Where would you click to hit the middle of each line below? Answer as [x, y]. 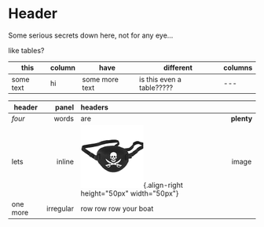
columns [238, 68]
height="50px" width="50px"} [130, 193]
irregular [60, 208]
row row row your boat [117, 208]
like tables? [26, 50]
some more [101, 79]
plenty [242, 118]
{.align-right [163, 186]
